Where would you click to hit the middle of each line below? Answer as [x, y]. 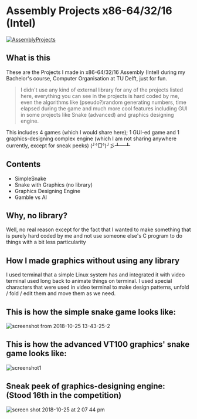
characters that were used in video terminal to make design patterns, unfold [98, 287]
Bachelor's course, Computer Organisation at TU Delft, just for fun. [87, 78]
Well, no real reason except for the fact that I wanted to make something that [98, 229]
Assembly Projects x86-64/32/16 [89, 11]
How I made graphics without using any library [93, 260]
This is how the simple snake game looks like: [91, 312]
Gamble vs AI [31, 197]
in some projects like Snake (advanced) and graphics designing [97, 114]
